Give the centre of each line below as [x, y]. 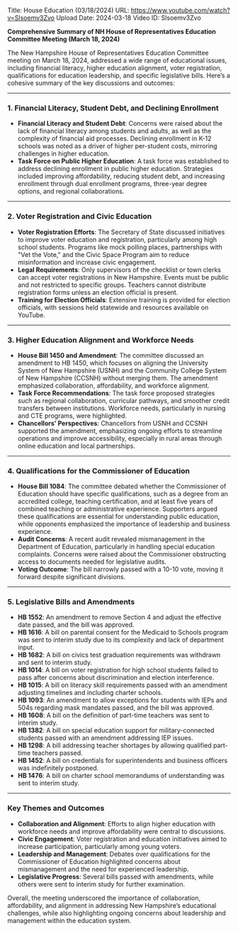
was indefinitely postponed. [58, 768]
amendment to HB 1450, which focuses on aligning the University [113, 363]
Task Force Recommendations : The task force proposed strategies [116, 393]
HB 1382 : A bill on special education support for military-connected [116, 730]
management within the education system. [69, 920]
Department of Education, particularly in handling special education [116, 547]
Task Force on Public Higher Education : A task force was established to [123, 161]
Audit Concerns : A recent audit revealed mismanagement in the [111, 539]
